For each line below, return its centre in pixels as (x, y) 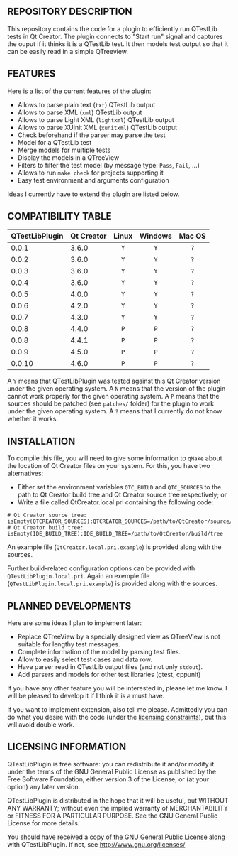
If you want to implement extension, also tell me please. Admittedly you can (118, 710)
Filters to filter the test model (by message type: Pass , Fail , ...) (109, 165)
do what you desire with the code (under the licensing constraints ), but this (117, 717)
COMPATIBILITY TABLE (59, 216)
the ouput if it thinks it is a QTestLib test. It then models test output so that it (118, 44)
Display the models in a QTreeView (68, 157)
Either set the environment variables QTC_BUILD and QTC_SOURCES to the (119, 487)
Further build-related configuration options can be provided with (101, 568)
